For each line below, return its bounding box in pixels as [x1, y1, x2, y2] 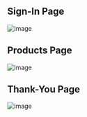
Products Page [7, 45, 72, 57]
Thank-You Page [7, 83, 81, 95]
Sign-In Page [7, 6, 65, 18]
